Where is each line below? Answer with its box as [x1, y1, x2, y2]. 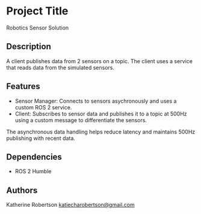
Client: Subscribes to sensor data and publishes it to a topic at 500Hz [14, 110, 188, 117]
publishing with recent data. [6, 134, 75, 142]
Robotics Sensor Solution [6, 24, 69, 31]
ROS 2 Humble [14, 168, 52, 175]
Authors [6, 185, 38, 195]
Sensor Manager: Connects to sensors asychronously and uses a [14, 97, 177, 105]
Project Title [6, 4, 69, 18]
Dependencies [6, 151, 62, 162]
